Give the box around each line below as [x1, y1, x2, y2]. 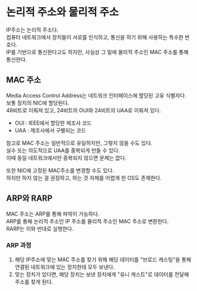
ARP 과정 [6, 241, 31, 249]
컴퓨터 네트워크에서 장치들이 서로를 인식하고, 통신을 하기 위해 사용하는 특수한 [6, 33, 184, 40]
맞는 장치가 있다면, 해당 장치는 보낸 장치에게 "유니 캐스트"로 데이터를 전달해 [14, 271, 189, 278]
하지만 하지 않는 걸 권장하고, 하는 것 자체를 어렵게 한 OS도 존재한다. [6, 174, 162, 181]
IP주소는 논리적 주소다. [6, 26, 59, 33]
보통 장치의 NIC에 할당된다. [6, 99, 69, 106]
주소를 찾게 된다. [14, 278, 53, 285]
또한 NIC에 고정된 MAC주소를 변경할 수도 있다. [6, 167, 115, 174]
